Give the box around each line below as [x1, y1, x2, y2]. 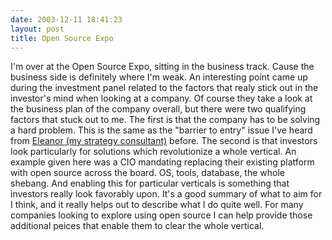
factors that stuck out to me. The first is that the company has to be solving [10, 114, 321, 126]
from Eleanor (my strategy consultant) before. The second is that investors [10, 135, 318, 147]
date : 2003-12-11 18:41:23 [10, 14, 123, 25]
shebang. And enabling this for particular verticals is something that [10, 177, 290, 190]
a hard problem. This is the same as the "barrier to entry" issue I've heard [10, 124, 313, 136]
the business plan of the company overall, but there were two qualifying [10, 103, 307, 115]
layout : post [10, 24, 65, 34]
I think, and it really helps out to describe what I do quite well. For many [10, 199, 304, 211]
